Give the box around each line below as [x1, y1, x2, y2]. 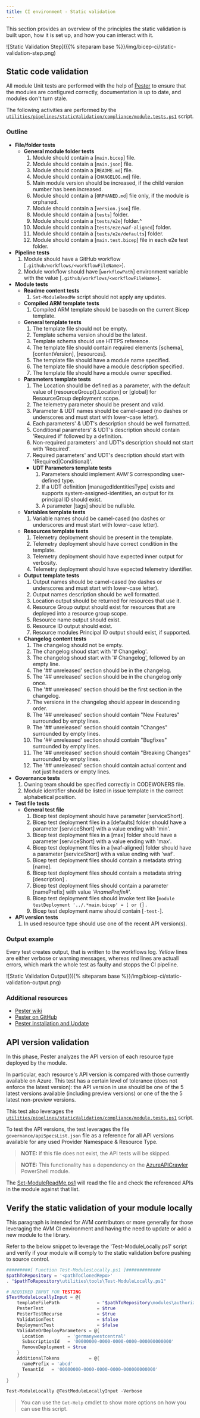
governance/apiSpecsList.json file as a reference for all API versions [6, 1132, 174, 1139]
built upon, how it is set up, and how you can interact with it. [6, 31, 154, 39]
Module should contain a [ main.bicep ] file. [32, 154, 136, 161]
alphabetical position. [23, 793, 77, 800]
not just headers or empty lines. [32, 768, 111, 775]
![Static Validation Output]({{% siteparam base [6, 972, 120, 980]
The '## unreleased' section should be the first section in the [32, 686, 183, 693]
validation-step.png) [6, 49, 57, 57]
